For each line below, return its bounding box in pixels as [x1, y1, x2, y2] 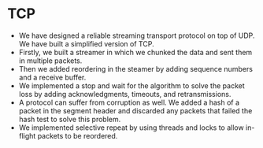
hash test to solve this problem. [18, 114, 121, 124]
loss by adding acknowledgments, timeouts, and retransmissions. [18, 89, 232, 98]
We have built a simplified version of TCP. [18, 39, 154, 48]
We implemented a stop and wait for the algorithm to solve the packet [18, 80, 245, 91]
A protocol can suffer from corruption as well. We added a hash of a [18, 98, 240, 107]
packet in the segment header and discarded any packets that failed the [18, 105, 253, 115]
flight [18, 131, 36, 140]
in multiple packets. [18, 56, 83, 65]
